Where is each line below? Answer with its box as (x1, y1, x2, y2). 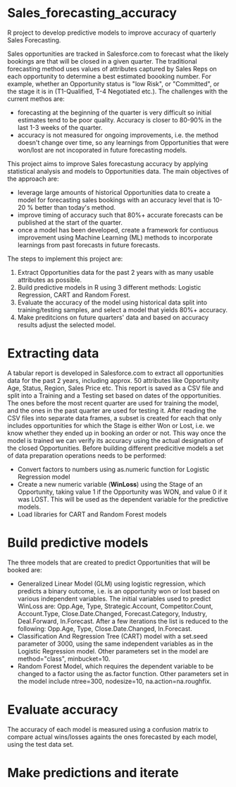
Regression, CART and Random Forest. (17, 290, 131, 299)
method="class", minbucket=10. (17, 654, 111, 663)
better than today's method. (35, 203, 116, 211)
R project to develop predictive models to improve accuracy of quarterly (7, 28, 216, 37)
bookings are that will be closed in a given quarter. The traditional (7, 57, 197, 65)
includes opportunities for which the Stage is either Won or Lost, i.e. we (7, 421, 215, 430)
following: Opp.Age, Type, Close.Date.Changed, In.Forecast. (17, 624, 192, 633)
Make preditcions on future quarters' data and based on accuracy (17, 313, 209, 321)
